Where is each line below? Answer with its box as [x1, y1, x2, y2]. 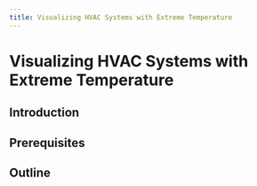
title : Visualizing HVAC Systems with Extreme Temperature [9, 12, 233, 22]
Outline [9, 165, 51, 180]
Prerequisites [9, 135, 85, 151]
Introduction [9, 105, 80, 120]
